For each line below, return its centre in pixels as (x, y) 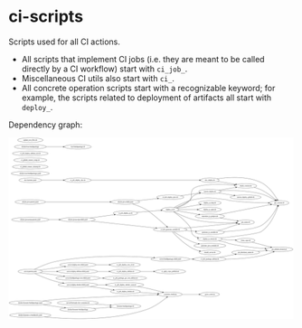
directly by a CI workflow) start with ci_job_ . (104, 69)
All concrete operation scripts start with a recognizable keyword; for (148, 88)
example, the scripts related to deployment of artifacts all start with (146, 98)
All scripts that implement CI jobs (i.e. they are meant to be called (143, 59)
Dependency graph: (46, 125)
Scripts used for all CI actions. (65, 42)
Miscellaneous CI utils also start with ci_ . (98, 78)
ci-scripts (46, 17)
